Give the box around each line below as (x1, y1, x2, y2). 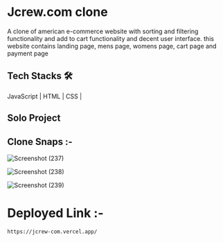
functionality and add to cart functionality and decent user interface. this (7, 34, 215, 42)
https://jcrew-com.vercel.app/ (7, 228, 98, 235)
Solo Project (7, 112, 61, 124)
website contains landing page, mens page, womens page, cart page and (7, 42, 217, 50)
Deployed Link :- (7, 205, 104, 221)
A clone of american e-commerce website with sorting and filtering (7, 27, 199, 35)
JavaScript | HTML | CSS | (7, 92, 82, 101)
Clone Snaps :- (7, 136, 73, 148)
